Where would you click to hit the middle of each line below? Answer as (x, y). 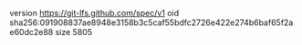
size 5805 (74, 32)
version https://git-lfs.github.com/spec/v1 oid (94, 13)
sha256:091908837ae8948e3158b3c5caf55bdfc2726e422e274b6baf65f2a (151, 22)
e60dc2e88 (31, 32)
